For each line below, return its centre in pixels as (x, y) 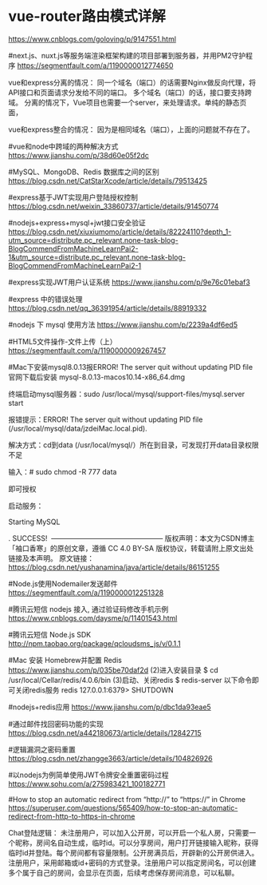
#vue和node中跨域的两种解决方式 (63, 146)
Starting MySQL (34, 522)
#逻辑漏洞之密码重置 (42, 749)
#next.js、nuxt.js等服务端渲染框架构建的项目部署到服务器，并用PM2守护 (127, 55)
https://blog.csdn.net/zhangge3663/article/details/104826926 (110, 758)
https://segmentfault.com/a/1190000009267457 (87, 350)
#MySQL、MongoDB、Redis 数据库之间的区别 (84, 172)
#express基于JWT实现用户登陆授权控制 (73, 197)
